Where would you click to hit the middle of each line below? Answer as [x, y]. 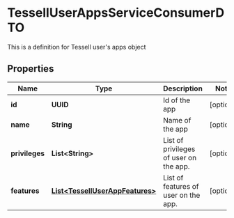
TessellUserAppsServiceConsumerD [116, 13]
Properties [31, 69]
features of [181, 186]
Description [183, 88]
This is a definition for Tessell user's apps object [77, 47]
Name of [177, 120]
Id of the [177, 100]
